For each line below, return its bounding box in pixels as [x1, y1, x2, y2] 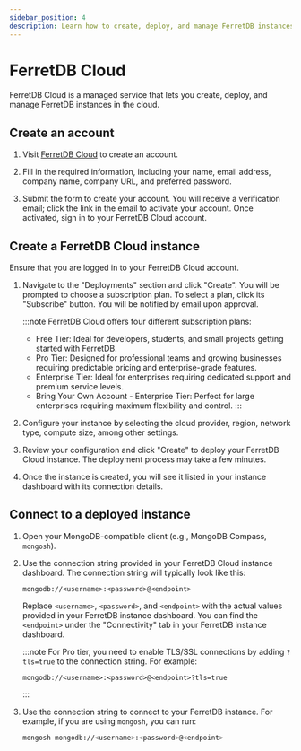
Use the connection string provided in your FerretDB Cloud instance [21, 557, 273, 568]
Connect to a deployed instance [9, 507, 191, 522]
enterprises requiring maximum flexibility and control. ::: [35, 400, 242, 411]
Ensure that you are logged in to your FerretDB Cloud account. [9, 262, 239, 274]
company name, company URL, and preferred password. [21, 176, 232, 187]
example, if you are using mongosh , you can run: [21, 715, 197, 727]
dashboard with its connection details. [21, 481, 164, 492]
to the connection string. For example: [56, 656, 198, 667]
